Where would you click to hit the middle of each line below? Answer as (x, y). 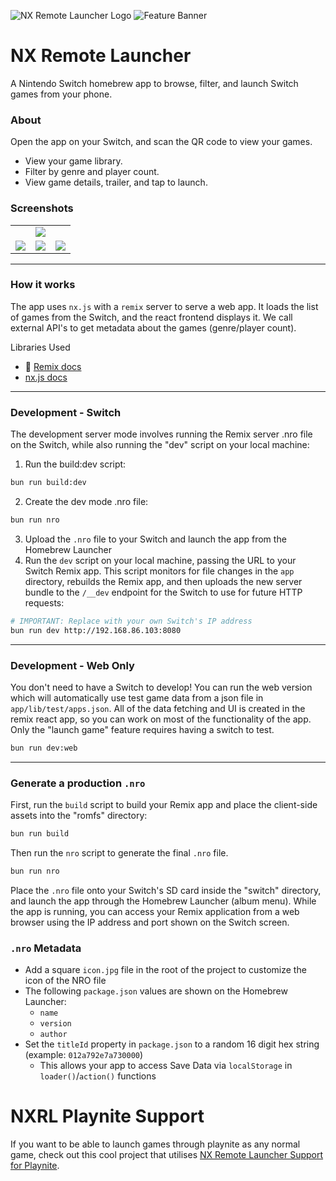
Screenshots (42, 208)
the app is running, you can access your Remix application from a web (155, 911)
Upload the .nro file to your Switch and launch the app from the (155, 539)
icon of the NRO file (65, 981)
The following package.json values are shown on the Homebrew (156, 991)
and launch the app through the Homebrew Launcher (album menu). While (163, 901)
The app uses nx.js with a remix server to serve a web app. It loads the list (164, 306)
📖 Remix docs (53, 366)
